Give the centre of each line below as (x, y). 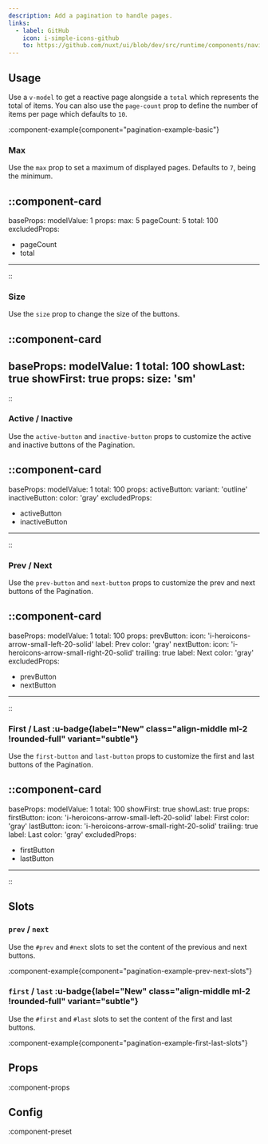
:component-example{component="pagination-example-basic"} (114, 130)
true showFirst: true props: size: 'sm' (102, 379)
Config (26, 1112)
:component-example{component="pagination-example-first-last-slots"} (128, 1042)
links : (19, 23)
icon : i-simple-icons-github (71, 38)
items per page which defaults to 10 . (68, 114)
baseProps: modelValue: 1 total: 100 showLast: (127, 367)
